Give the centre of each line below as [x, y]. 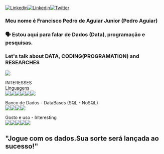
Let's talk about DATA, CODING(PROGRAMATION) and [72, 56]
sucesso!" [22, 146]
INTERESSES [19, 83]
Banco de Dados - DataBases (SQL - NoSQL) [52, 103]
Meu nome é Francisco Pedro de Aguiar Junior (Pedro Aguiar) [81, 21]
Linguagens [17, 88]
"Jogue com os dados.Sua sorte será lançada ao [82, 138]
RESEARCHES [23, 62]
